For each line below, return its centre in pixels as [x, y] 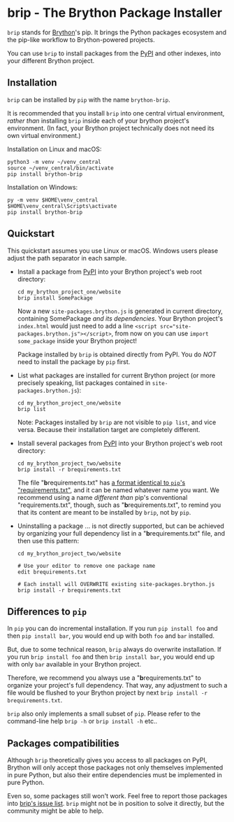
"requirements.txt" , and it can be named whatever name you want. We [118, 490]
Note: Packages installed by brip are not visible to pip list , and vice [117, 422]
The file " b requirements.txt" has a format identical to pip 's [101, 482]
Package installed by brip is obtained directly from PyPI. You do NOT [117, 354]
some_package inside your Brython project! [77, 340]
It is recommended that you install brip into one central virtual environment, [116, 113]
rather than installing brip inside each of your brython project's [98, 120]
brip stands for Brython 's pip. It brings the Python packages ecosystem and [117, 32]
